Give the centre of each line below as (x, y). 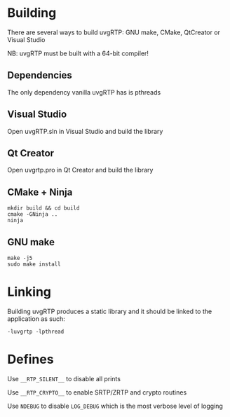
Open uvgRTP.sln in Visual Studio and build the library (85, 131)
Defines (31, 360)
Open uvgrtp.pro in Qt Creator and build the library (80, 170)
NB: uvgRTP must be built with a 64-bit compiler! (78, 53)
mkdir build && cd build (43, 208)
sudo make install (34, 264)
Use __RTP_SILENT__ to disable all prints (64, 378)
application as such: (36, 319)
